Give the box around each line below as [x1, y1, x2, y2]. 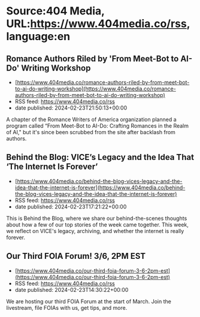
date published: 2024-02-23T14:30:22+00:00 [14, 286, 129, 293]
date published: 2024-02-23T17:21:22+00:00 [14, 203, 127, 210]
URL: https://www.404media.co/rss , [6, 17, 190, 31]
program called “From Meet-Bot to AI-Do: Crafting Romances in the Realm [6, 122, 189, 129]
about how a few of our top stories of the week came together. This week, [6, 221, 189, 228]
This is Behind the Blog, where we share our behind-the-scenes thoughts [6, 215, 187, 222]
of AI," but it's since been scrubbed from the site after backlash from [6, 129, 175, 135]
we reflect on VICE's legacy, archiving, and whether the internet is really [6, 227, 184, 234]
